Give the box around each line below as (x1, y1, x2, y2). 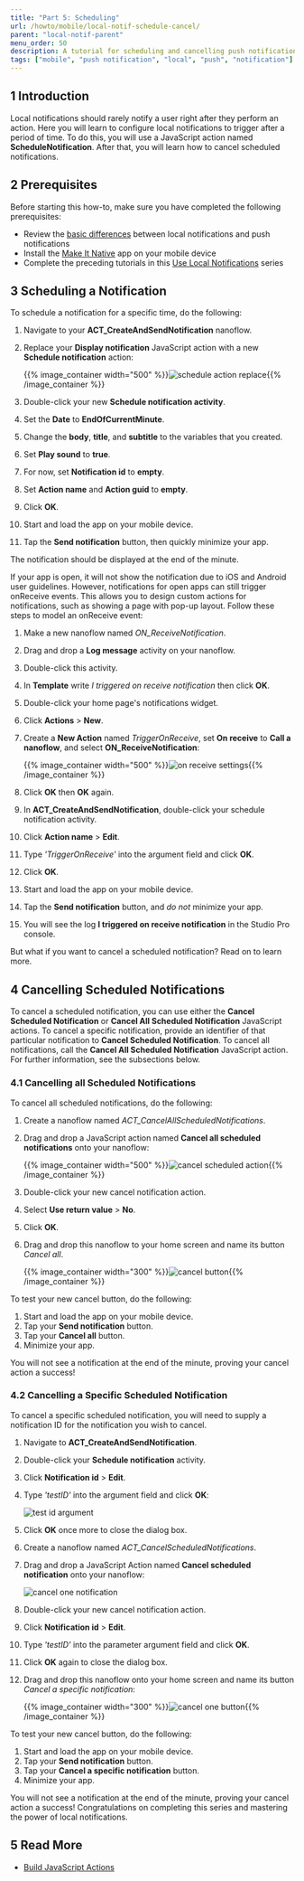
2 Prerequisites (10, 177, 98, 193)
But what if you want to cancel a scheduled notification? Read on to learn (10, 946, 282, 957)
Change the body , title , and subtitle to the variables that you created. (23, 431, 283, 443)
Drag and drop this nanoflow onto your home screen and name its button (23, 1674, 294, 1685)
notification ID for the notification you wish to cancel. (10, 1419, 207, 1430)
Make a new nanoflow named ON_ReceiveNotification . (23, 627, 226, 638)
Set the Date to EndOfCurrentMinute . (23, 414, 165, 425)
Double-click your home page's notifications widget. (23, 698, 219, 709)
